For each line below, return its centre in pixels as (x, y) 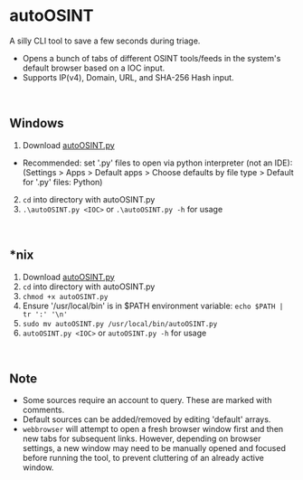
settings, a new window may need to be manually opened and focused (154, 448)
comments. (43, 410)
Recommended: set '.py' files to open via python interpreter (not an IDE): (157, 163)
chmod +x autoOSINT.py (65, 296)
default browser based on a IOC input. (94, 68)
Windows (37, 123)
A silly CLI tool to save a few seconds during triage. (105, 41)
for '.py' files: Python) (62, 182)
